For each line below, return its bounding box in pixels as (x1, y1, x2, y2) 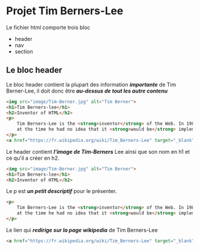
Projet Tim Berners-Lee (6, 4, 123, 18)
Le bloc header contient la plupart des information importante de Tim (6, 81, 176, 88)
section (14, 48, 33, 55)
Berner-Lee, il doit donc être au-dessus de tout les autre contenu (6, 87, 168, 94)
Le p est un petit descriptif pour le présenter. (6, 188, 117, 195)
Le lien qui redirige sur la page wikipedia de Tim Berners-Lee (6, 226, 158, 233)
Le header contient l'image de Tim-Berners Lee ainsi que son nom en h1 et (6, 148, 190, 155)
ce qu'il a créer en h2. (6, 154, 60, 162)
